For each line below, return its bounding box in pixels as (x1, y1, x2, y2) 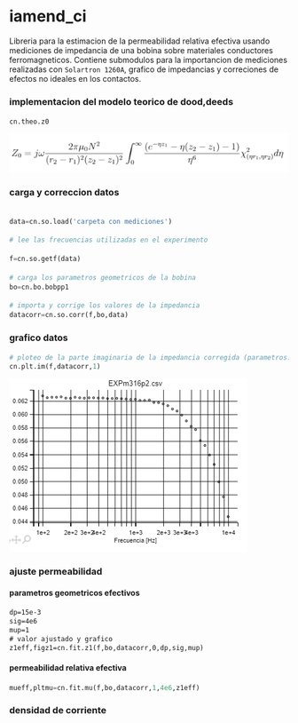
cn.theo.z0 (9, 117, 50, 126)
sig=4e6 (9, 617, 38, 626)
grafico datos (9, 331, 68, 344)
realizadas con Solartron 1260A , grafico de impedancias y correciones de (9, 64, 279, 75)
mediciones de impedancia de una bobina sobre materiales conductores (9, 44, 273, 55)
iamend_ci (9, 6, 87, 27)
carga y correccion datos (9, 187, 120, 199)
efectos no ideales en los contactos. (9, 73, 142, 83)
